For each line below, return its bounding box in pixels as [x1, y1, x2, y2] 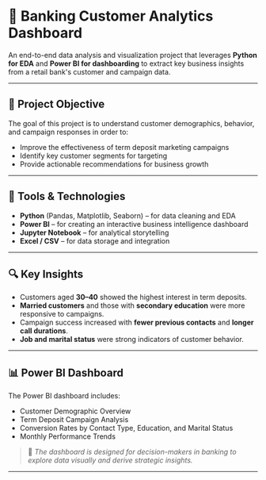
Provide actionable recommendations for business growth [19, 159, 209, 169]
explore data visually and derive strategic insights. [27, 455, 193, 465]
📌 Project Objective [8, 98, 105, 111]
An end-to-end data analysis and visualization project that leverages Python [8, 50, 257, 60]
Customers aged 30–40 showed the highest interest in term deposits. [19, 293, 247, 302]
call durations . [19, 326, 69, 336]
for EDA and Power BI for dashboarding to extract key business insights [8, 59, 245, 68]
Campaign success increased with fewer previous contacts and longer [19, 317, 254, 328]
